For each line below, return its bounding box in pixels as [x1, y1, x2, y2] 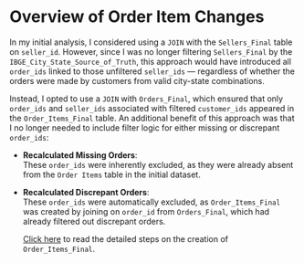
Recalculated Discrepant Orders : [22, 186, 150, 197]
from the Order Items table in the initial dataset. [22, 169, 201, 180]
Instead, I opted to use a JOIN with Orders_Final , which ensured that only [9, 93, 284, 104]
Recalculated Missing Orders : [22, 149, 138, 161]
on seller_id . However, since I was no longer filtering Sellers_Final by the [9, 46, 293, 57]
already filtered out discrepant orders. [22, 216, 166, 226]
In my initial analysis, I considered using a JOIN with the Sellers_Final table [9, 37, 293, 47]
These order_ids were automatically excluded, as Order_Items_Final [22, 196, 281, 207]
